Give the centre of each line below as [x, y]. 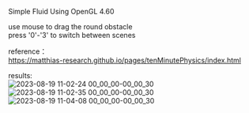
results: [21, 75]
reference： [28, 51]
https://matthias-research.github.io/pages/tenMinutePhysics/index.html [125, 60]
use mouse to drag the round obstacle [70, 26]
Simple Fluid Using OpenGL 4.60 [61, 11]
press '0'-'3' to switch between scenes [72, 35]
